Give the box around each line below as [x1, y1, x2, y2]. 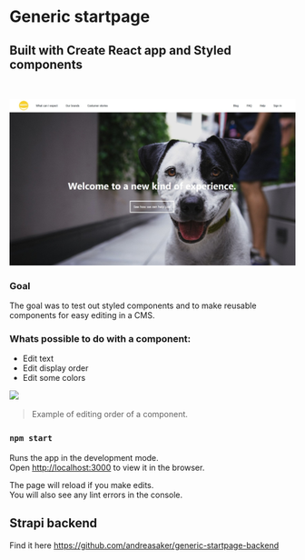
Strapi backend [9, 515, 98, 531]
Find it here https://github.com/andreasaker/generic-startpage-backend [9, 539, 280, 551]
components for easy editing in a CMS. [9, 310, 156, 321]
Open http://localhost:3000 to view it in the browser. [9, 462, 205, 473]
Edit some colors [22, 373, 86, 384]
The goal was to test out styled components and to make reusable [9, 300, 257, 311]
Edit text [22, 353, 54, 365]
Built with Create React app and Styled [9, 43, 231, 58]
